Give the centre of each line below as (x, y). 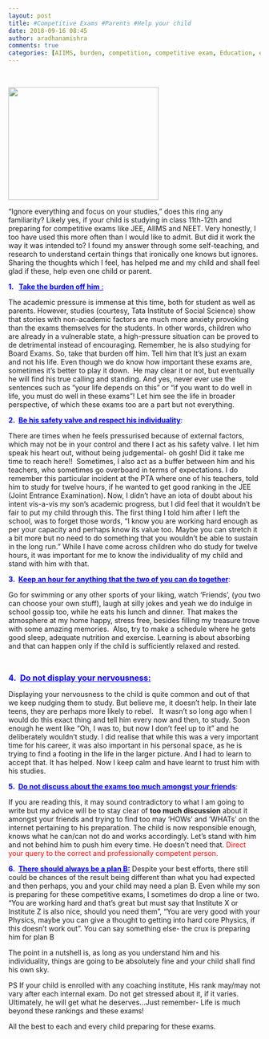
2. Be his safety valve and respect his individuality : (96, 420)
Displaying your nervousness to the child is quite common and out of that (129, 694)
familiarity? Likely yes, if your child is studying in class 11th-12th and (120, 220)
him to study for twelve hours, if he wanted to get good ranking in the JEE (130, 487)
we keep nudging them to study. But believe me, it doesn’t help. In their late (132, 703)
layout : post (30, 16)
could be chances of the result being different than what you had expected (132, 877)
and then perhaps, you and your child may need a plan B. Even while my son (134, 886)
